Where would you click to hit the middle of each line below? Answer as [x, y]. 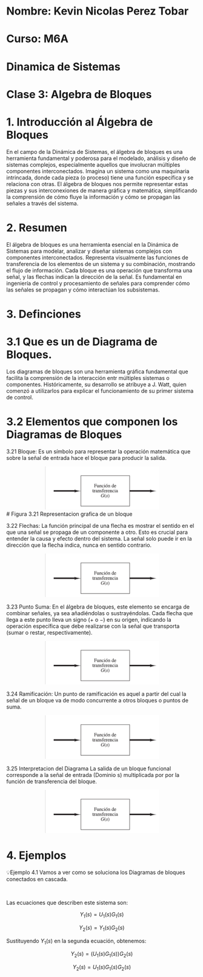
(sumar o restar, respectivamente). [49, 632]
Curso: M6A [37, 39]
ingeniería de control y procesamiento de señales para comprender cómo [98, 283]
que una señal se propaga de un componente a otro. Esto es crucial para [97, 532]
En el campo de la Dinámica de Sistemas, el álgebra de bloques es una [95, 152]
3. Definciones [44, 314]
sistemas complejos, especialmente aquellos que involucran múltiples [93, 164]
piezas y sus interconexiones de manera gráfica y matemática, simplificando [102, 190]
